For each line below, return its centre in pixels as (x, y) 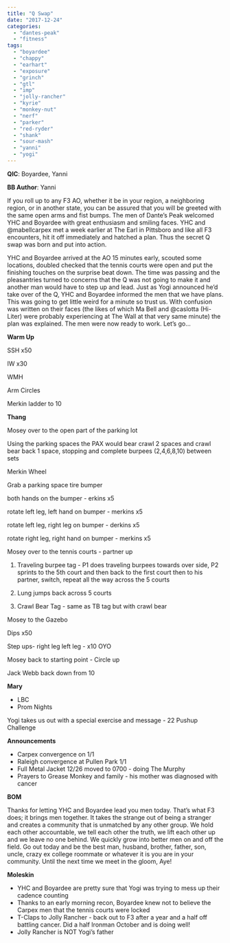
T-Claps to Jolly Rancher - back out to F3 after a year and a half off (112, 917)
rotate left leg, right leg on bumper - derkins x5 (73, 525)
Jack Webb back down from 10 (51, 672)
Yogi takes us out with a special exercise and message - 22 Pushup (102, 720)
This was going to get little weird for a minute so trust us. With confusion (110, 301)
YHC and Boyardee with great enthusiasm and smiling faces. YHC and (106, 222)
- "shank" (27, 135)
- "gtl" (24, 84)
